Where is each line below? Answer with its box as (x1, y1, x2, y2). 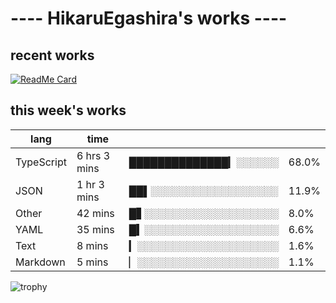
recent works (10, 47, 95, 64)
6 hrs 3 (76, 148, 111, 162)
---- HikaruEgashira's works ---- (10, 7, 288, 30)
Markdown (15, 255, 66, 269)
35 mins (76, 222, 115, 236)
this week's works (10, 102, 127, 119)
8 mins (76, 238, 109, 252)
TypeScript (15, 155, 67, 169)
